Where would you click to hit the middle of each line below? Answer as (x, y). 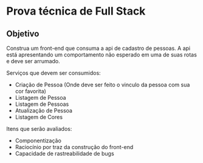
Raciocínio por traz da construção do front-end (74, 147)
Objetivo (23, 34)
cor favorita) (31, 91)
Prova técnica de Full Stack (76, 11)
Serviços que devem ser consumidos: (54, 73)
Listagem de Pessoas (42, 104)
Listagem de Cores (39, 117)
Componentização (38, 140)
